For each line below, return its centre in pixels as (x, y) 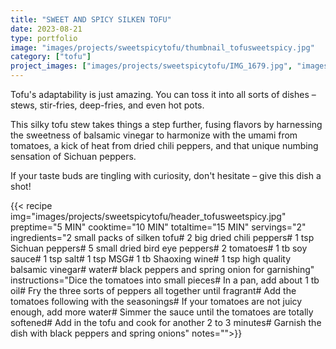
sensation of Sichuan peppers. (73, 156)
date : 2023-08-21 (46, 29)
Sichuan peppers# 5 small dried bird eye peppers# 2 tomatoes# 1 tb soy (159, 248)
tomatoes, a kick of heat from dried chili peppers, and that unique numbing (164, 145)
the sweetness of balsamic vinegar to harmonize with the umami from (154, 135)
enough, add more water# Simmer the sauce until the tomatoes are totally (162, 312)
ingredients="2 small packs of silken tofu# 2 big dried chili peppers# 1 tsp (162, 237)
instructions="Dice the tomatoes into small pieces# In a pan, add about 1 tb (165, 280)
